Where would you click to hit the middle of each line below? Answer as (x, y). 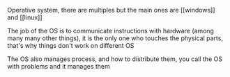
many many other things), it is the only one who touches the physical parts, (115, 38)
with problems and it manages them (59, 66)
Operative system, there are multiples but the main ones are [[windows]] (111, 10)
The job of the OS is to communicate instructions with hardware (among (111, 31)
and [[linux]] (25, 17)
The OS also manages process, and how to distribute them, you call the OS (115, 59)
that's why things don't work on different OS (71, 45)
